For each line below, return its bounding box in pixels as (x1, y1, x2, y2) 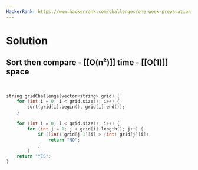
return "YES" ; (16, 153, 51, 159)
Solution (6, 34, 48, 47)
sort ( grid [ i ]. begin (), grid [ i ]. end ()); (27, 104, 126, 110)
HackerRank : (6, 8, 35, 15)
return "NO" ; (48, 137, 81, 143)
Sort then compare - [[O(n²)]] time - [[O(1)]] (6, 57, 169, 68)
